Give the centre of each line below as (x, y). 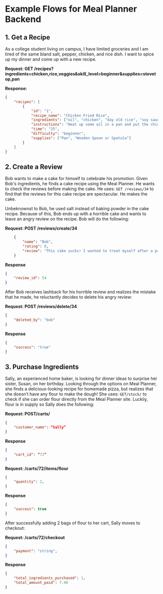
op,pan (12, 79)
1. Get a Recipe (28, 37)
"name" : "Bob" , (38, 242)
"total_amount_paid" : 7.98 (41, 583)
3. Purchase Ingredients (42, 367)
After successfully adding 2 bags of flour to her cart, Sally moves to (73, 523)
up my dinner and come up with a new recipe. (51, 59)
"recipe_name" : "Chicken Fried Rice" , (70, 115)
